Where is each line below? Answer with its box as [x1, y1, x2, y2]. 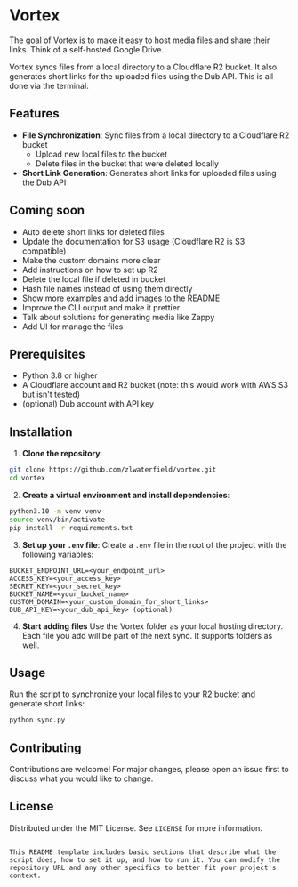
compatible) [21, 246, 67, 256]
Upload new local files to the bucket [35, 149, 167, 159]
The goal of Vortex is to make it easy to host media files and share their [9, 35, 270, 45]
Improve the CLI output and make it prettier [21, 302, 181, 312]
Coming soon [9, 203, 85, 218]
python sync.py [9, 715, 66, 725]
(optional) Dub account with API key [21, 399, 154, 409]
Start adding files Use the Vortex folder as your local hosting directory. [21, 620, 283, 632]
